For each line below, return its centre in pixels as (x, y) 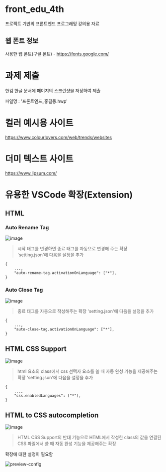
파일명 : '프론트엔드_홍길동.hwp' (37, 101)
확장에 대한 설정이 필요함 (29, 454)
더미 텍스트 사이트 (39, 159)
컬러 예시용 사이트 (39, 123)
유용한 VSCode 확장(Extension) (69, 195)
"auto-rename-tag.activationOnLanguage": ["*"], (65, 273)
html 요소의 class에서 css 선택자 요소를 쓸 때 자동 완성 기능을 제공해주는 (87, 371)
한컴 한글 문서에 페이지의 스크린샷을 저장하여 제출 (53, 90)
